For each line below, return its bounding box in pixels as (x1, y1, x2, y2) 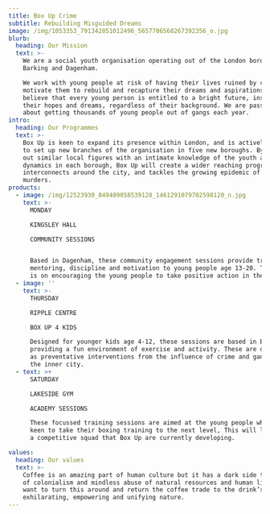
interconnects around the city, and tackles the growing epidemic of (22, 168, 261, 177)
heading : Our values (15, 456, 84, 464)
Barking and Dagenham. (22, 64, 99, 73)
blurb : (8, 34, 31, 43)
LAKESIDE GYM (29, 390, 74, 398)
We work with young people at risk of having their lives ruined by (22, 78, 257, 87)
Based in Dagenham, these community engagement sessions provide (29, 257, 253, 265)
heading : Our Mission (15, 42, 88, 50)
